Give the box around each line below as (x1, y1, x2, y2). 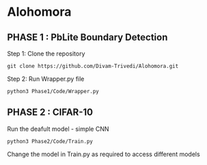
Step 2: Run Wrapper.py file (7, 75, 85, 83)
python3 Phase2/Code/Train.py (7, 138, 94, 144)
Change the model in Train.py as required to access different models (7, 150, 200, 158)
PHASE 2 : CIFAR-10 (7, 107, 94, 118)
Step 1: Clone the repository (7, 49, 85, 58)
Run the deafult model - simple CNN (7, 125, 109, 133)
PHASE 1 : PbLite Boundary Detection (7, 31, 168, 43)
